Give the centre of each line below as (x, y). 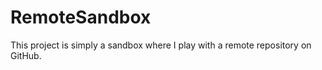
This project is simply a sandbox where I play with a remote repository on (161, 45)
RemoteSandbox (81, 17)
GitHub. (26, 55)
